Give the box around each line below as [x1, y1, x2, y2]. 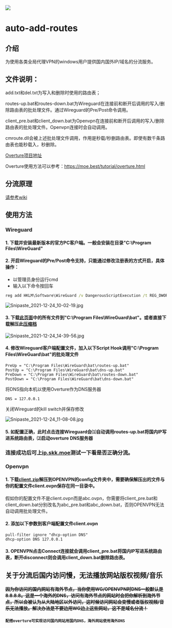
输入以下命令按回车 [12, 283, 54, 289]
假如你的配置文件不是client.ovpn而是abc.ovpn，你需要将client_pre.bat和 [5, 495, 158, 501]
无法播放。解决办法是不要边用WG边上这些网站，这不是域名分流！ [9, 605, 148, 612]
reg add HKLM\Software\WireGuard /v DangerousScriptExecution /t [5, 293, 147, 298]
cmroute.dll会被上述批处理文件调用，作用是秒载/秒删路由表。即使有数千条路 [5, 135, 165, 141]
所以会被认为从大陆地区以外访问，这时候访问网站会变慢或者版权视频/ [14, 599, 160, 605]
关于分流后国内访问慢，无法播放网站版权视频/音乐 [5, 571, 163, 579]
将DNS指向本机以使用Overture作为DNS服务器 [5, 386, 101, 393]
